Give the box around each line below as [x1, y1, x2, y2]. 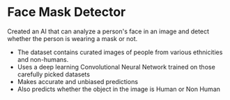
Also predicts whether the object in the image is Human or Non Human [17, 85, 221, 93]
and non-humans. [17, 55, 69, 63]
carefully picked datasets [17, 70, 91, 78]
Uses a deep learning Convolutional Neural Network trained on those [17, 62, 216, 71]
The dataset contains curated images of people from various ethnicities [17, 48, 223, 56]
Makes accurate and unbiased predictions [17, 77, 138, 85]
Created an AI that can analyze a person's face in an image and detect [7, 27, 210, 35]
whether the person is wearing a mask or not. [7, 34, 138, 42]
